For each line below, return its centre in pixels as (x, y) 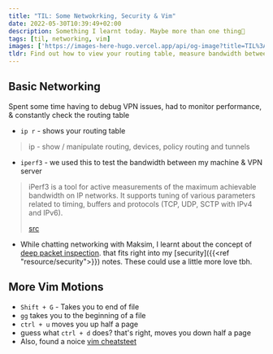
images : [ (25, 46)
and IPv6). (45, 212)
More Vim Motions (56, 287)
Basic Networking (55, 87)
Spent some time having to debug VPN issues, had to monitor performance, (135, 106)
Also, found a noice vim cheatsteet (78, 341)
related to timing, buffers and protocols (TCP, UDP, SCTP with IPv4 (140, 203)
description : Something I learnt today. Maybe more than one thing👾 (127, 31)
